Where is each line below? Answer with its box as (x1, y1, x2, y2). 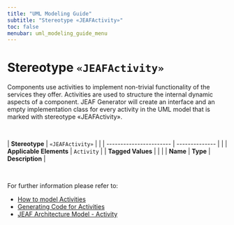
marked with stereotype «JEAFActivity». (7, 112, 123, 121)
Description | (7, 154, 46, 163)
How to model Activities (17, 195, 86, 203)
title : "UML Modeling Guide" (7, 10, 92, 17)
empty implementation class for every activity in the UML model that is (7, 106, 211, 114)
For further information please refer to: (7, 182, 119, 190)
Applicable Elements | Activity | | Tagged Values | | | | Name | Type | (7, 147, 211, 156)
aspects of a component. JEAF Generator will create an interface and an (7, 98, 215, 106)
